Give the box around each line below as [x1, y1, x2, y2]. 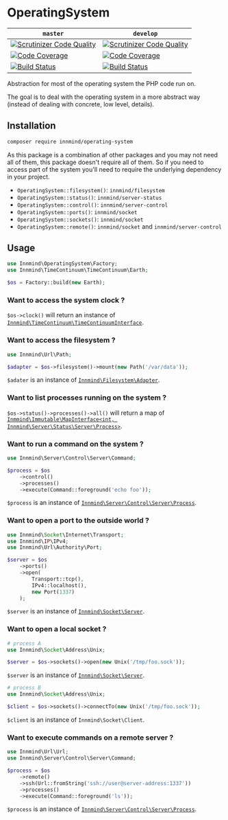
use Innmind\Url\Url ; [7, 749, 69, 755]
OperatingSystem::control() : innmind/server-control [16, 201, 168, 209]
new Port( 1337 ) [31, 589, 75, 595]
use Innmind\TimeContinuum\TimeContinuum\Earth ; [7, 266, 149, 274]
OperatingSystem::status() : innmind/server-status [16, 193, 162, 201]
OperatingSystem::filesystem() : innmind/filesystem [16, 185, 166, 194]
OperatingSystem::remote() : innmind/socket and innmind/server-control [16, 222, 223, 231]
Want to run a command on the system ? [7, 439, 144, 448]
